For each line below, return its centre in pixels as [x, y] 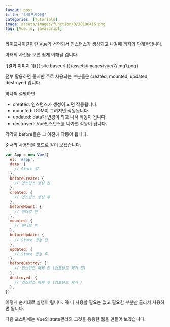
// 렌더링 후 [26, 226]
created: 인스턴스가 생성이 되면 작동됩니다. [55, 104]
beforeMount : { [26, 206]
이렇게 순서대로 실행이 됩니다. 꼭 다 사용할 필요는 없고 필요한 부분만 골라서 [78, 302]
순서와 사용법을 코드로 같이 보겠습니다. [43, 145]
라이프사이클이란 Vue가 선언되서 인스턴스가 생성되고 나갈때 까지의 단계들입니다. [84, 44]
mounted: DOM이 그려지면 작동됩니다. [51, 111]
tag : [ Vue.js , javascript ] [34, 29]
